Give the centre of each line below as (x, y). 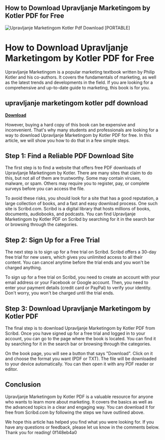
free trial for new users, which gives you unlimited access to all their (74, 257)
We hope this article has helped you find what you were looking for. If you (80, 422)
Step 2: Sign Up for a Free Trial (52, 240)
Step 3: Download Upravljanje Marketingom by (78, 308)
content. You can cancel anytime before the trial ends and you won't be (77, 262)
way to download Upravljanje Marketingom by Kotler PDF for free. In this (78, 135)
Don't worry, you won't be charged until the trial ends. (60, 293)
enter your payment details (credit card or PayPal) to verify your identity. (78, 288)
